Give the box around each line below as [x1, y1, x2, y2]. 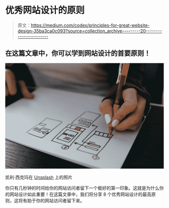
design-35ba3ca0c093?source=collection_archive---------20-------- [17, 28, 162, 34]
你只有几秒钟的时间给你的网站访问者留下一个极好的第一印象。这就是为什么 [5, 185, 159, 191]
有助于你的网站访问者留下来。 [22, 197, 84, 204]
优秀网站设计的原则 [5, 5, 85, 16]
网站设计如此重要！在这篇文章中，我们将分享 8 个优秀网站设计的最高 [9, 191, 152, 197]
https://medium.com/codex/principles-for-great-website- [31, 22, 150, 28]
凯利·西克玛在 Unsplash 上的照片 [5, 174, 73, 180]
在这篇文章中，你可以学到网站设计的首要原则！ [5, 49, 151, 58]
